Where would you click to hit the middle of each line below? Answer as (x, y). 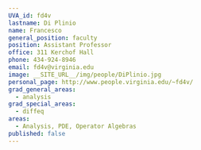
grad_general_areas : (43, 89)
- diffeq (30, 112)
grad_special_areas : (43, 104)
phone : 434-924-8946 (43, 60)
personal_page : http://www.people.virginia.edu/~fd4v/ (101, 82)
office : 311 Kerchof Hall (51, 52)
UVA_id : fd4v (30, 15)
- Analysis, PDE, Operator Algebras (76, 126)
